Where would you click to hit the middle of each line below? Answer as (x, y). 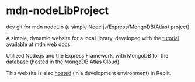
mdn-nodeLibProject (58, 11)
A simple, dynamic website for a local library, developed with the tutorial (93, 38)
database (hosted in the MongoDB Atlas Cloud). (63, 62)
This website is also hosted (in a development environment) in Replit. (89, 73)
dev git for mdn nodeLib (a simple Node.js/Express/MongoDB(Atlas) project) (98, 27)
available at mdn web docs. (39, 44)
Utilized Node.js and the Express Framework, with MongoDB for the (87, 55)
